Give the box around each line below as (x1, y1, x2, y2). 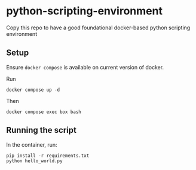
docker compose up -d (6, 87, 60, 93)
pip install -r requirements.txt (6, 153, 90, 159)
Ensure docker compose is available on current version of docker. (6, 63, 164, 71)
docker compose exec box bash (6, 109, 82, 115)
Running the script (6, 125, 76, 135)
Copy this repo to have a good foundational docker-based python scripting (6, 24, 191, 31)
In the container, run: (6, 141, 58, 148)
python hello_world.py (6, 157, 63, 164)
